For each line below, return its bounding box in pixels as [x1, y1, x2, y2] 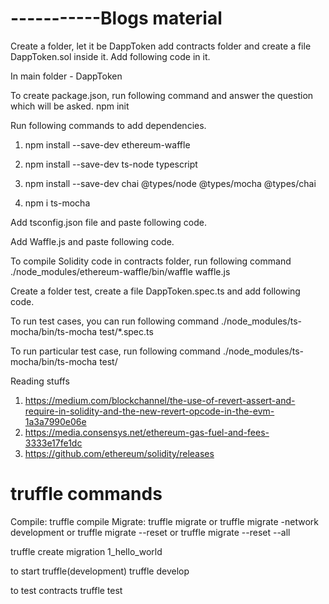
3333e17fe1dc [24, 437, 83, 449]
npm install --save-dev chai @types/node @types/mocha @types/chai [24, 177, 317, 189]
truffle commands [10, 483, 163, 506]
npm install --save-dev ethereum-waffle [24, 138, 191, 151]
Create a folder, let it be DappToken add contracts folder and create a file [10, 40, 312, 52]
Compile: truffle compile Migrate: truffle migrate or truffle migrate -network [10, 515, 319, 527]
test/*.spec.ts [99, 325, 154, 337]
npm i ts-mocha [24, 197, 91, 209]
